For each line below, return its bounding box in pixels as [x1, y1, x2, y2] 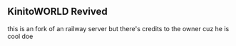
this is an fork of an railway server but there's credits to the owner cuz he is [7, 24, 230, 33]
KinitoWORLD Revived [7, 6, 108, 18]
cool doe [7, 32, 34, 40]
